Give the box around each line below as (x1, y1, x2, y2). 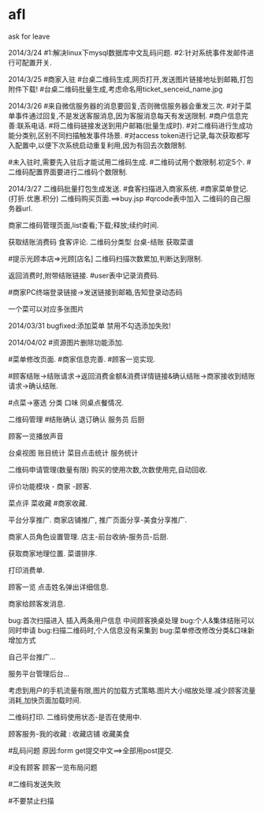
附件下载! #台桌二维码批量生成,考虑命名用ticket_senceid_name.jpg (8, 84, 223, 94)
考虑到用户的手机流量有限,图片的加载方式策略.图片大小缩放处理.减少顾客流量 (8, 685, 256, 695)
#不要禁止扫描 (8, 796, 54, 805)
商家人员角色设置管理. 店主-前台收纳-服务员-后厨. (8, 531, 169, 541)
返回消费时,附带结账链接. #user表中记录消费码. (8, 270, 160, 280)
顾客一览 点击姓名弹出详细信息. (8, 582, 109, 591)
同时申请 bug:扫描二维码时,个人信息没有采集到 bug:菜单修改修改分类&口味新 (8, 625, 255, 635)
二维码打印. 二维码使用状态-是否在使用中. (8, 712, 142, 722)
